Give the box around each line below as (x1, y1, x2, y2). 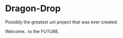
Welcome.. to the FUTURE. (5, 28, 60, 34)
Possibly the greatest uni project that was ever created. (5, 19, 118, 25)
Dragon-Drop (5, 3, 61, 14)
